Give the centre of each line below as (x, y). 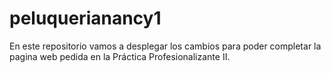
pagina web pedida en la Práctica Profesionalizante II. (120, 56)
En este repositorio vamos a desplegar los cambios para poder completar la (165, 46)
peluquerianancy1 (85, 18)
